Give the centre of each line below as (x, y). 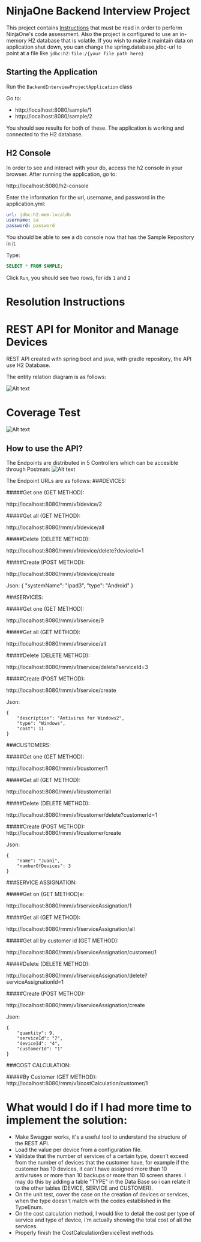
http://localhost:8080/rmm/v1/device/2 (54, 504)
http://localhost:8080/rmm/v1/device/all (55, 527)
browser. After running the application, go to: (61, 174)
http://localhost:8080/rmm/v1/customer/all (59, 792)
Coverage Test (43, 413)
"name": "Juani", (39, 861)
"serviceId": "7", (40, 1038)
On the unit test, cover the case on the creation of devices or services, (102, 1194)
